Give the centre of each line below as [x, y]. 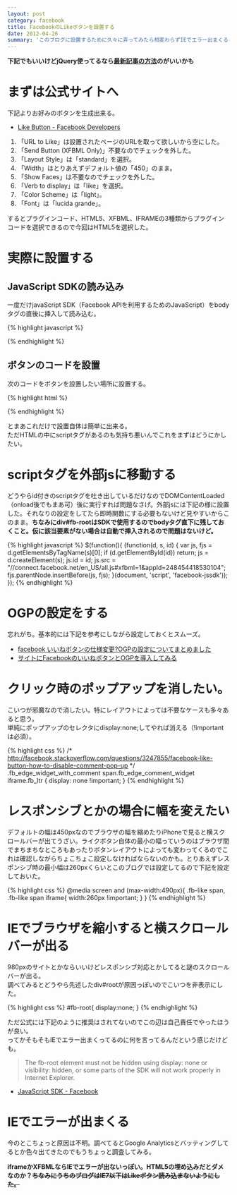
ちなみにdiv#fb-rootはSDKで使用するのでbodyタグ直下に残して [125, 522]
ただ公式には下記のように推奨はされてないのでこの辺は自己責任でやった [112, 1022]
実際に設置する [51, 259]
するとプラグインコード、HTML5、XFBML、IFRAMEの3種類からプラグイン [116, 219]
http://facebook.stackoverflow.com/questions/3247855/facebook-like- [110, 758]
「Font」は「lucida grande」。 [61, 204]
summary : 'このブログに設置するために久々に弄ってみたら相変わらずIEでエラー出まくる [118, 40]
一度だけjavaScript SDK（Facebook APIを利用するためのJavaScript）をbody [119, 305]
